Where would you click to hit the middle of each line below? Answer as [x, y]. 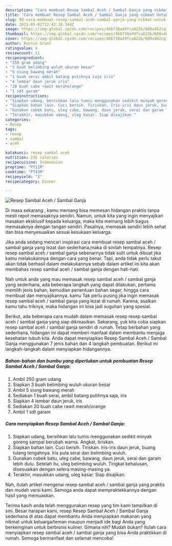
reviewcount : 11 [23, 53]
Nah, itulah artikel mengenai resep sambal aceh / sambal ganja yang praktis [85, 484]
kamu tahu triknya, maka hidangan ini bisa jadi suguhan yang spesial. [78, 307]
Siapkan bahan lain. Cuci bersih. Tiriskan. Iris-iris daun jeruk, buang [84, 448]
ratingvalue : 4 [21, 48]
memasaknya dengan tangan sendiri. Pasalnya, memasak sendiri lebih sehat [86, 227]
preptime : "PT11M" [25, 167]
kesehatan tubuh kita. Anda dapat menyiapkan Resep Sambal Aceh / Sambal [86, 338]
